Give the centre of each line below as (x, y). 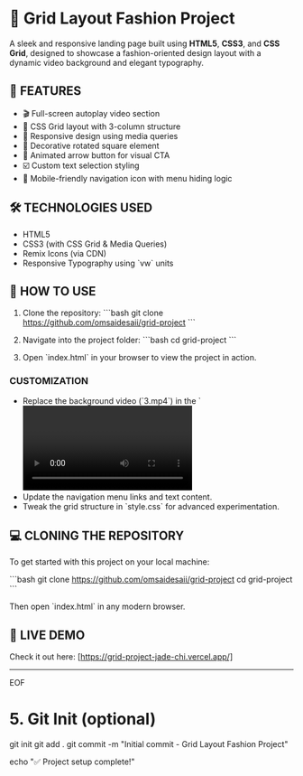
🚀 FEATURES (46, 91)
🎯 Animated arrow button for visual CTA (96, 155)
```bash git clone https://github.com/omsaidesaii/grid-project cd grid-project (151, 580)
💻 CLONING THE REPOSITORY (97, 536)
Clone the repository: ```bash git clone (93, 313)
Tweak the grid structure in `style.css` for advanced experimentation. (151, 506)
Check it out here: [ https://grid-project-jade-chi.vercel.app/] (121, 657)
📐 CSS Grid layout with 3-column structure (101, 126)
